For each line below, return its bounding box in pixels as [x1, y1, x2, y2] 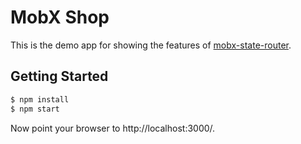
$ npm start [10, 104, 60, 114]
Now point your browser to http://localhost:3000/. [10, 122, 216, 134]
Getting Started [10, 68, 109, 85]
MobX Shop [10, 6, 110, 29]
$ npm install [10, 94, 70, 105]
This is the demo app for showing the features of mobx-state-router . [10, 39, 292, 51]
